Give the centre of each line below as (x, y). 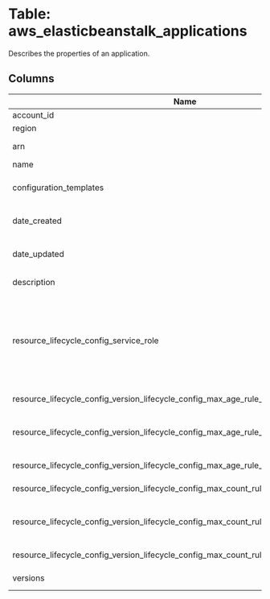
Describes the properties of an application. (79, 53)
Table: (30, 14)
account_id (33, 115)
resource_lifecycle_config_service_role (86, 341)
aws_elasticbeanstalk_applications (128, 31)
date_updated (38, 254)
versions (29, 578)
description (34, 282)
